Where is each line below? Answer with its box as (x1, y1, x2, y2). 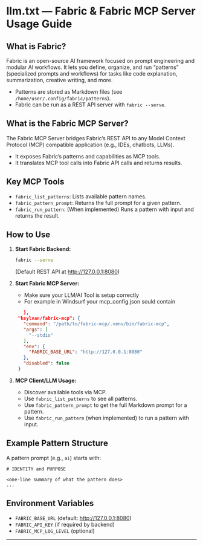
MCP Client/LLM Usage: (14, 377, 77, 384)
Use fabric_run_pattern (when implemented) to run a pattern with (24, 414, 189, 421)
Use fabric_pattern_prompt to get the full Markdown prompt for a (24, 401, 187, 409)
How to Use (6, 230, 51, 240)
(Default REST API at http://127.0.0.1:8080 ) (14, 268, 120, 276)
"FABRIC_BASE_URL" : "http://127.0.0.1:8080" (28, 349, 143, 355)
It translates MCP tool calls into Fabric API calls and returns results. (14, 159, 182, 166)
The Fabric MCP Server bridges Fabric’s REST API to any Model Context (6, 134, 185, 141)
